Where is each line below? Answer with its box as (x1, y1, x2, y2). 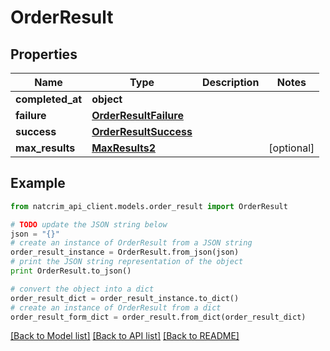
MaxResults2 (91, 141, 157, 155)
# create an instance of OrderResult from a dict (10, 302, 222, 313)
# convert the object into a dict (10, 284, 155, 294)
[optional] (268, 141, 315, 155)
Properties (10, 46, 78, 63)
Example (10, 175, 66, 192)
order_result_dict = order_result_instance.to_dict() (10, 293, 240, 303)
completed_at (15, 92, 83, 106)
